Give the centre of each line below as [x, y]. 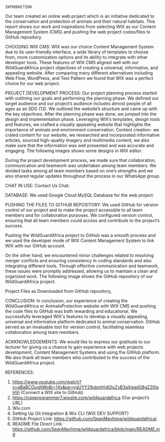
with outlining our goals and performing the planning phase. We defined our [82, 98]
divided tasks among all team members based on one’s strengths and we [79, 171]
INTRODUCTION [18, 7]
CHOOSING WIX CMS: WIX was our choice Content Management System [80, 47]
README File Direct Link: [37, 424]
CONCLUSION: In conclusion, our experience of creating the [66, 301]
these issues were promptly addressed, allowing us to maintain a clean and [81, 271]
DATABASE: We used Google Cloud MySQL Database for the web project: [80, 195]
